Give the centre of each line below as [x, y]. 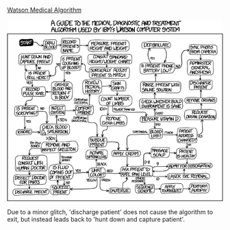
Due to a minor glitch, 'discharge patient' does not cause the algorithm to [110, 211]
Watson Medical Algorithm [44, 10]
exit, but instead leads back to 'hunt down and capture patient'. [96, 219]
